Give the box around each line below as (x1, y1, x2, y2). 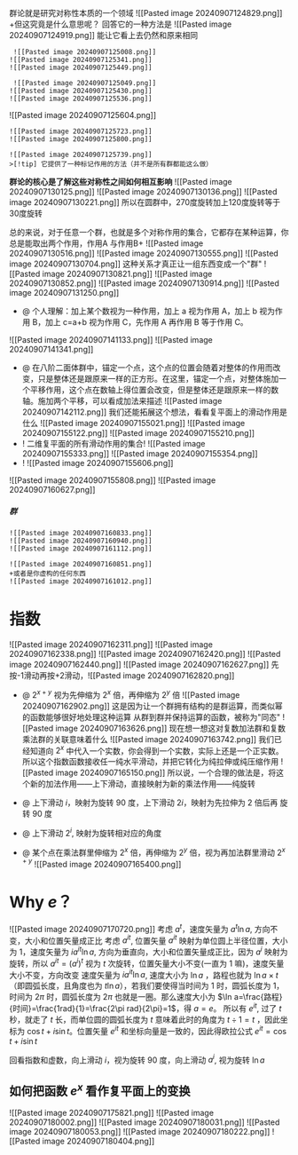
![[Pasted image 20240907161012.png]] (9, 576, 153, 586)
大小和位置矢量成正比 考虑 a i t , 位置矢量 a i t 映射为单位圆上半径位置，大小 (24, 933, 288, 945)
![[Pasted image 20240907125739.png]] (9, 150, 153, 159)
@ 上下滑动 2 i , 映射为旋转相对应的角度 (21, 827, 162, 838)
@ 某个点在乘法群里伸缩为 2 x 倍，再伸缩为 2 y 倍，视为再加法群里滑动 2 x (21, 845, 286, 858)
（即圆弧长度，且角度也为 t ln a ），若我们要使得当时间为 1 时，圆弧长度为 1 (9, 980, 277, 992)
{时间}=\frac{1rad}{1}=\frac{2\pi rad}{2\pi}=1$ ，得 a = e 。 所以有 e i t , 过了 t (9, 1001, 282, 1014)
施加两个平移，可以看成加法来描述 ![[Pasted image (37, 396, 223, 406)
